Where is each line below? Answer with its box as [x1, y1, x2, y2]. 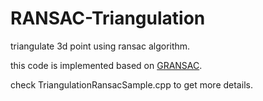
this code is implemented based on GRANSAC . [10, 59, 203, 71]
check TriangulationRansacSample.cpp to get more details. [10, 78, 253, 91]
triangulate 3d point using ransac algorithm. [10, 40, 191, 52]
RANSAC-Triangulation [10, 7, 206, 30]
